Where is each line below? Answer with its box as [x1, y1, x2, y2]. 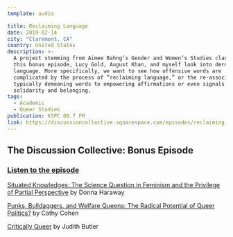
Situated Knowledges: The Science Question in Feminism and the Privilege [7, 181, 221, 189]
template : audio [7, 10, 54, 17]
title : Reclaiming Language [7, 22, 89, 30]
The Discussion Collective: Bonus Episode [7, 144, 194, 156]
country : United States [7, 42, 76, 49]
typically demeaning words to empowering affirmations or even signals [13, 80, 225, 87]
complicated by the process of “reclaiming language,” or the [13, 74, 197, 81]
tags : [7, 93, 23, 100]
